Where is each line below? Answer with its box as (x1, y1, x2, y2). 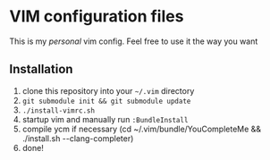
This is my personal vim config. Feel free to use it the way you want (9, 36, 258, 46)
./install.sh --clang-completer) (21, 132, 134, 144)
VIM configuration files (9, 6, 184, 27)
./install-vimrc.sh (21, 105, 96, 115)
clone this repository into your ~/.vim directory (21, 85, 195, 96)
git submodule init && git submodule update (21, 97, 191, 105)
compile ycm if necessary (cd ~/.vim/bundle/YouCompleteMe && (21, 123, 262, 134)
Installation (9, 62, 73, 77)
